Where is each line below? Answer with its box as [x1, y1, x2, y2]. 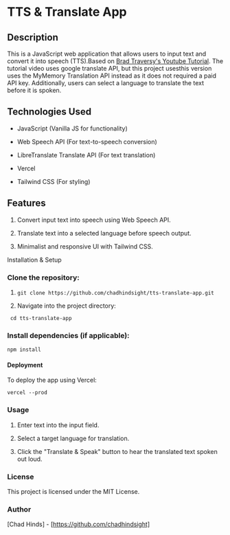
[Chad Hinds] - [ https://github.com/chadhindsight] [7, 520, 150, 529]
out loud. [16, 455, 43, 463]
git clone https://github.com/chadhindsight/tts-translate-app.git [16, 289, 214, 296]
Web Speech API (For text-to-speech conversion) [16, 137, 158, 146]
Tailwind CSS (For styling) [16, 177, 91, 185]
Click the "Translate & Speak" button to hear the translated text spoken [16, 447, 218, 455]
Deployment [7, 361, 43, 369]
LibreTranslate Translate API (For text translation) [16, 150, 156, 159]
